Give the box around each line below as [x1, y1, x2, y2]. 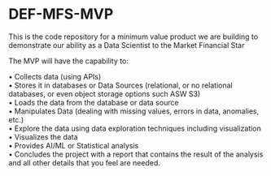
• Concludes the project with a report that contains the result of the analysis [8, 149, 264, 159]
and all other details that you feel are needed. [8, 157, 160, 167]
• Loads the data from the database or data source [8, 97, 179, 107]
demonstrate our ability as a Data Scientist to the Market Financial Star [8, 40, 245, 49]
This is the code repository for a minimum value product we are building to [8, 32, 259, 41]
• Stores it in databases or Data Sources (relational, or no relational [8, 80, 234, 90]
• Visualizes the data [8, 131, 79, 142]
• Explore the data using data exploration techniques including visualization [8, 123, 262, 133]
